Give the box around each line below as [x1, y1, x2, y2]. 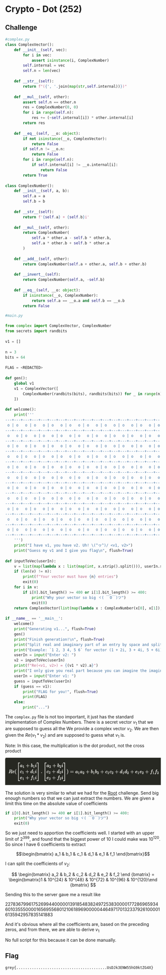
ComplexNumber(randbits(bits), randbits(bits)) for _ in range [23, 391, 156, 396]
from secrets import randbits [5, 328, 68, 334]
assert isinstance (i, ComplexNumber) [31, 58, 110, 63]
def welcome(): [5, 407, 37, 412]
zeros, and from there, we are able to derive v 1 [5, 926, 100, 933]
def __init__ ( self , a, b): [14, 188, 70, 194]
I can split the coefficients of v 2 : [5, 861, 71, 867]
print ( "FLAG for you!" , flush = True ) [23, 689, 98, 694]
